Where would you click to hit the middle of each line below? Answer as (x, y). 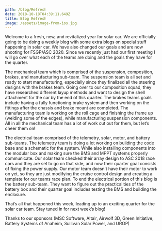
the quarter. (17, 62)
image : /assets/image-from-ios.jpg (41, 23)
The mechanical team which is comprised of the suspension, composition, (79, 72)
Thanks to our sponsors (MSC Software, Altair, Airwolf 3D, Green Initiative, (79, 218)
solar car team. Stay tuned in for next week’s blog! (55, 209)
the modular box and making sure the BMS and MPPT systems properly (76, 154)
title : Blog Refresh (26, 18)
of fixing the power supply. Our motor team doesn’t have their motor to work (81, 169)
